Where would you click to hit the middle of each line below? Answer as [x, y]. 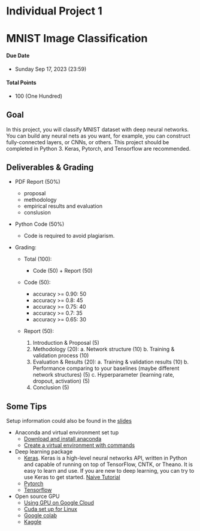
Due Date [18, 55]
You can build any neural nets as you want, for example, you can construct [98, 136]
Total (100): [38, 259]
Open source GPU [37, 496]
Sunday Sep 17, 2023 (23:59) [51, 69]
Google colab [40, 515]
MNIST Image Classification [77, 39]
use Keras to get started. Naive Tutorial [72, 477]
